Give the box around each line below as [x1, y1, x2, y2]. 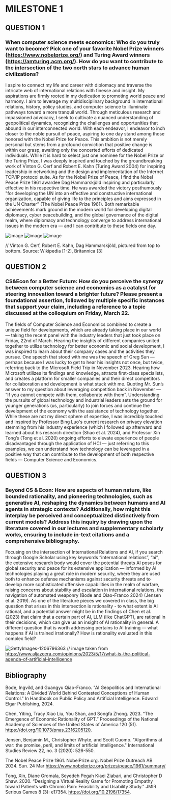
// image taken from [67, 645, 108, 652]
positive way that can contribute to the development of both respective [5, 451, 154, 457]
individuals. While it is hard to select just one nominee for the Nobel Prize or [5, 152, 164, 158]
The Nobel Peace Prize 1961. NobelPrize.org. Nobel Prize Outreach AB [5, 757, 153, 764]
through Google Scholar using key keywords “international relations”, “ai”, [5, 555, 159, 561]
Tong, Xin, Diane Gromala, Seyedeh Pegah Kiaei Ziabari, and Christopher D [5, 773, 162, 779]
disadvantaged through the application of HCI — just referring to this [5, 440, 149, 446]
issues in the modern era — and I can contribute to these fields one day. [5, 223, 157, 229]
